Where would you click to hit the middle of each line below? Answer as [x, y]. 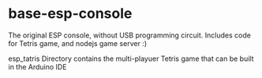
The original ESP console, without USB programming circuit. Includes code [129, 35]
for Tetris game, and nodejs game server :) [78, 43]
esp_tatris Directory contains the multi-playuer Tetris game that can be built [131, 58]
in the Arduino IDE [37, 66]
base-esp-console [70, 14]
